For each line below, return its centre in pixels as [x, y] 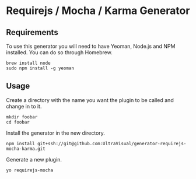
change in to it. [24, 106]
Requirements [32, 32]
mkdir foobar [22, 117]
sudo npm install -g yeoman [40, 68]
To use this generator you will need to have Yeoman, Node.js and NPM [91, 46]
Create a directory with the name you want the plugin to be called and [90, 100]
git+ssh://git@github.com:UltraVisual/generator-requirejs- [112, 143]
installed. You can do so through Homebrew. [59, 52]
